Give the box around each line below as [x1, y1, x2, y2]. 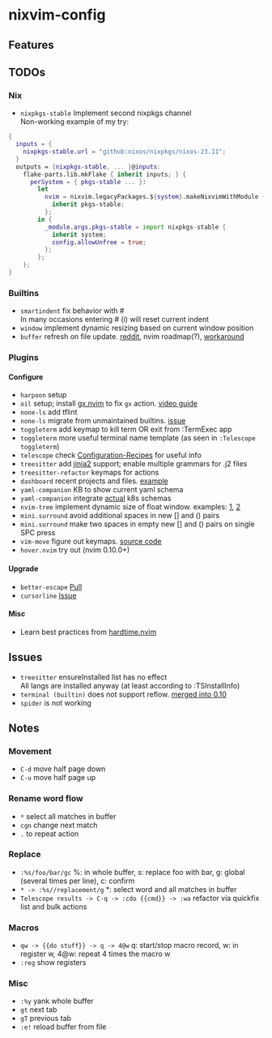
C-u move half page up [19, 773, 96, 783]
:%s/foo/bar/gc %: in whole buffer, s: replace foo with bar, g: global [19, 867, 245, 877]
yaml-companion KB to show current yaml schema [19, 485, 184, 495]
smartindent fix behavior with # [19, 306, 125, 315]
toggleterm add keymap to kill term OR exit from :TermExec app [19, 424, 232, 435]
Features [8, 38, 54, 52]
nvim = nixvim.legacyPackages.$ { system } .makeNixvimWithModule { [44, 193, 266, 201]
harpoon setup [19, 390, 67, 400]
